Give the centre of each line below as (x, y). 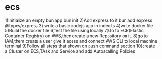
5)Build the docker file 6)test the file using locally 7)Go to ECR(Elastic (74, 30)
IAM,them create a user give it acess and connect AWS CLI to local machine (81, 41)
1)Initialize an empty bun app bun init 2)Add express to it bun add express (79, 20)
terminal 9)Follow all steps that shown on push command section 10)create (80, 46)
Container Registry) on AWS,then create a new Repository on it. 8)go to (77, 36)
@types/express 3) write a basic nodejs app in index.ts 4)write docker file (79, 25)
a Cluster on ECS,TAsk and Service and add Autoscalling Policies (70, 51)
